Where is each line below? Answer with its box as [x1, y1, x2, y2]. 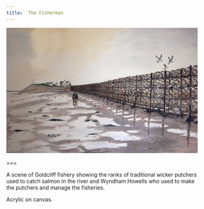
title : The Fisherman [6, 10, 64, 16]
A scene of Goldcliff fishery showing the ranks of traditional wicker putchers [6, 171, 197, 179]
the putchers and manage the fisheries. [6, 184, 105, 191]
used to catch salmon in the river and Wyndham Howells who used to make [6, 177, 195, 185]
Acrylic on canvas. [6, 196, 53, 204]
